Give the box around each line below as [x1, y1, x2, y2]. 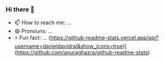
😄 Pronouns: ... [14, 28, 53, 35]
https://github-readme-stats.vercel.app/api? [50, 34, 159, 41]
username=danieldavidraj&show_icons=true [14, 43, 123, 50]
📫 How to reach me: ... [14, 19, 72, 26]
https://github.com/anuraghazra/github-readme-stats [16, 49, 148, 56]
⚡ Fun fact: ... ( [14, 34, 51, 41]
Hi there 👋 [5, 5, 35, 14]
